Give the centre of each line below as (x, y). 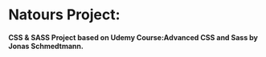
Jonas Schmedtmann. (46, 46)
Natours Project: (64, 15)
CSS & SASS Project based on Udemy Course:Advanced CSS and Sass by (133, 37)
